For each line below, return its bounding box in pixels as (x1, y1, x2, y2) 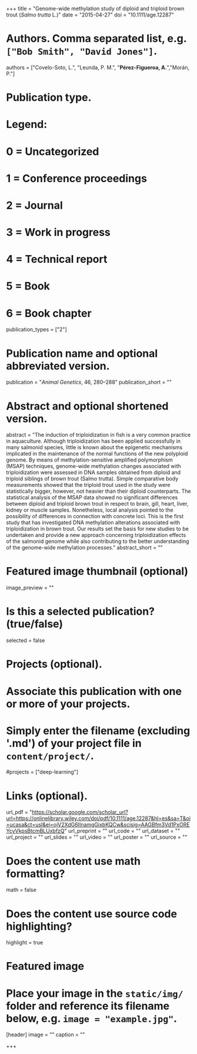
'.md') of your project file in (6, 736, 142, 750)
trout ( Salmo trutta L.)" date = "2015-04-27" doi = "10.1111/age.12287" (6, 11, 175, 18)
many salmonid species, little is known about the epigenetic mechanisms (6, 444, 183, 451)
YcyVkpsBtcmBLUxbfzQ (6, 828, 65, 835)
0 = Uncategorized (6, 144, 99, 158)
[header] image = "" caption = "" (6, 1031, 85, 1038)
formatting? (6, 867, 65, 880)
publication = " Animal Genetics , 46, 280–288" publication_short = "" (6, 378, 172, 386)
